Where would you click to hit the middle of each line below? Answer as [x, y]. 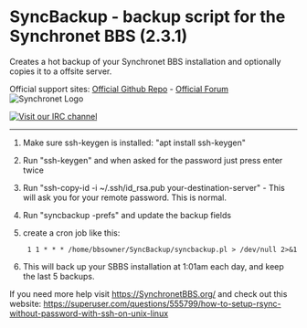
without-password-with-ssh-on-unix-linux [89, 313]
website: [26, 303]
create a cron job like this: [71, 233]
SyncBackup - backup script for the [148, 17]
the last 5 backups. [58, 276]
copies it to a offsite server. [61, 71]
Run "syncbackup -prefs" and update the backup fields [127, 215]
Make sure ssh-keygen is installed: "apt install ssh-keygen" [134, 143]
